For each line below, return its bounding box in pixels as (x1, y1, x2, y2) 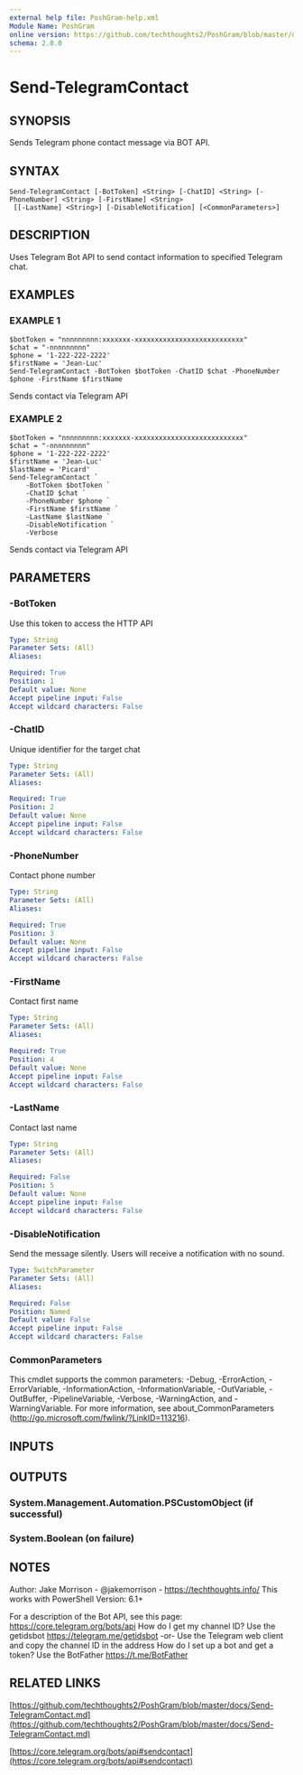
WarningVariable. (9, 1403, 74, 1414)
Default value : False (9, 1315, 91, 1324)
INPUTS (9, 1438, 54, 1454)
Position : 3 (9, 929, 54, 938)
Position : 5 (9, 1181, 54, 1191)
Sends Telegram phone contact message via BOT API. (9, 137, 210, 148)
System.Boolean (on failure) (9, 1532, 135, 1545)
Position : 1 (9, 677, 54, 687)
